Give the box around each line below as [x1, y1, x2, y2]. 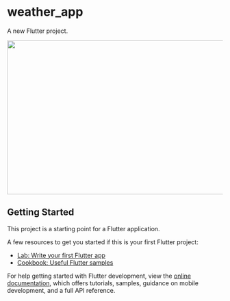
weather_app [7, 4, 84, 20]
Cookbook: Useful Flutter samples [16, 258, 114, 267]
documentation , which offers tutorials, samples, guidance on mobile [7, 278, 199, 287]
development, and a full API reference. [7, 286, 116, 294]
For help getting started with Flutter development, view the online [7, 272, 192, 280]
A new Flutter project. [7, 27, 68, 35]
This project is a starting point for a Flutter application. [7, 224, 160, 233]
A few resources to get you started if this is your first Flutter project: [7, 237, 199, 246]
